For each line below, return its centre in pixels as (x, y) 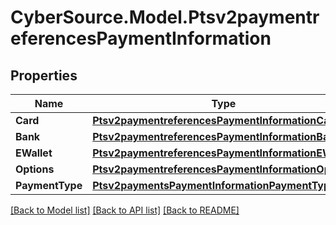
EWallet (34, 153)
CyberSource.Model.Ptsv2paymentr (165, 17)
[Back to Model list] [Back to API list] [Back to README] (125, 210)
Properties (44, 75)
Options (35, 169)
